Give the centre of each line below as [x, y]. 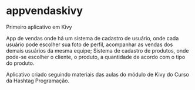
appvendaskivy [45, 11]
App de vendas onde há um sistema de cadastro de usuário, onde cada [93, 38]
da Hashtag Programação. [38, 81]
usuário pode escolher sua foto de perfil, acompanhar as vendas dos [90, 44]
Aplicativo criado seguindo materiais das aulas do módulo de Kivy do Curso [97, 74]
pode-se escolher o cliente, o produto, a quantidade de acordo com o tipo [96, 57]
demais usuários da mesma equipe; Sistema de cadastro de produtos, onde [97, 50]
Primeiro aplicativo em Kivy [39, 27]
